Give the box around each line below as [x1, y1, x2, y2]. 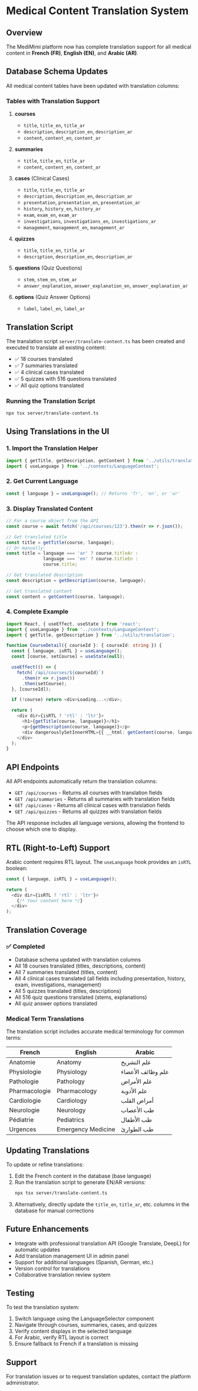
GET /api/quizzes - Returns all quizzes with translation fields [14, 808, 162, 815]
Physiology [57, 1068, 87, 1076]
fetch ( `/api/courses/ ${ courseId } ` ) [16, 669, 104, 676]
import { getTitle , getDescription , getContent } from [6, 458, 144, 463]
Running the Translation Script [6, 397, 95, 405]
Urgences [9, 1125, 37, 1133]
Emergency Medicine [57, 1125, 115, 1133]
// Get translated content [6, 588, 72, 594]
